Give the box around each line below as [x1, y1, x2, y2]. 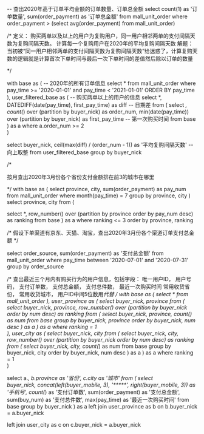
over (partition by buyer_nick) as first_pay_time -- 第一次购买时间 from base [7, 115, 196, 123]
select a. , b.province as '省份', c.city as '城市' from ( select [7, 375, 154, 381]
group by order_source [7, 263, 64, 270]
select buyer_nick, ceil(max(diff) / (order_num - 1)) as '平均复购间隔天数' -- [7, 141, 194, 148]
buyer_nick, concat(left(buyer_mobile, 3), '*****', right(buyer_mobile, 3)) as [7, 381, 196, 388]
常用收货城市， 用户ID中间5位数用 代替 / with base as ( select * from [18, 291, 189, 297]
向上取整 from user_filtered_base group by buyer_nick [7, 149, 142, 156]
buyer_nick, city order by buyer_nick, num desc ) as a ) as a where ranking [7, 349, 194, 356]
